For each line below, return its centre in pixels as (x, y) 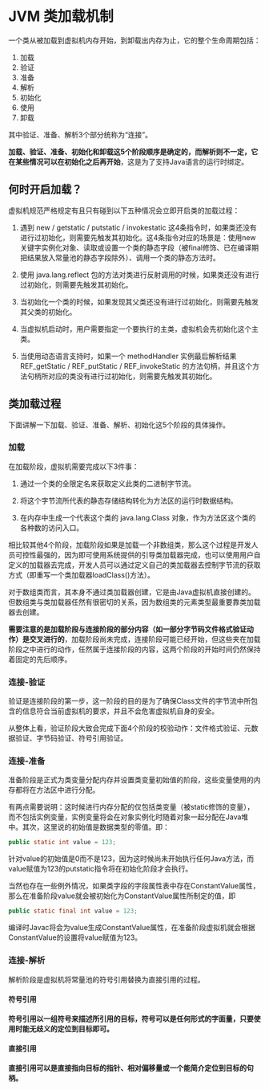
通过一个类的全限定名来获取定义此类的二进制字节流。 (108, 484)
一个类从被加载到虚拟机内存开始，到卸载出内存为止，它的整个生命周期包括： (134, 40)
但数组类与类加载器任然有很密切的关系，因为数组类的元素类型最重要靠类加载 (134, 602)
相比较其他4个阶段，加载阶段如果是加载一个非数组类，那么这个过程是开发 (130, 545)
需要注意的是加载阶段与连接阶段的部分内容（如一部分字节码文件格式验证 (127, 629)
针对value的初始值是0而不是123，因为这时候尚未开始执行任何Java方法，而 (131, 859)
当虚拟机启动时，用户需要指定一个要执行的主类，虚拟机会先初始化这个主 (139, 329)
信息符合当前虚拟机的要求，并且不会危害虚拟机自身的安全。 (120, 711)
